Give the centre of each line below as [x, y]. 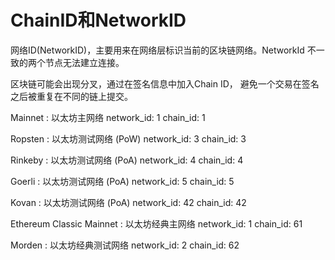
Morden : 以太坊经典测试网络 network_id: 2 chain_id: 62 [125, 245]
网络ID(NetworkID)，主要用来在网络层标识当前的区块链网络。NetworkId [157, 50]
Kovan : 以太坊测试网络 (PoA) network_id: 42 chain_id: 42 [128, 202]
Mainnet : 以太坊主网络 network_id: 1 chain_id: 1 [108, 117]
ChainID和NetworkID [98, 20]
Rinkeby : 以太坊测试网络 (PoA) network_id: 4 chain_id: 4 [127, 160]
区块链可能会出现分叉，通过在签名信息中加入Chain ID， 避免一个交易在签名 [165, 83]
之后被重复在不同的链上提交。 [71, 96]
